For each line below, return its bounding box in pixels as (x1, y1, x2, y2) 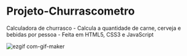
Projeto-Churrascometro (6, 4, 135, 18)
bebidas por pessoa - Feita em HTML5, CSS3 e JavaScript (6, 30, 154, 38)
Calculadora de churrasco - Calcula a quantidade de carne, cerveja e (6, 24, 181, 32)
